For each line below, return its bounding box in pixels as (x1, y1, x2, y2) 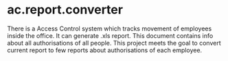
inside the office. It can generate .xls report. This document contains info (7, 31, 214, 39)
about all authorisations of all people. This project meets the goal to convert (7, 39, 221, 47)
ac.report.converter (7, 2, 124, 18)
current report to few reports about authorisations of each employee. (7, 46, 203, 54)
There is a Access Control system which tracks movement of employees (7, 24, 212, 33)
